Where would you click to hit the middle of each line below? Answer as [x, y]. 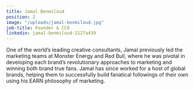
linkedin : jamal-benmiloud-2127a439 [51, 33]
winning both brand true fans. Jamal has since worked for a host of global [96, 68]
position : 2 [21, 17]
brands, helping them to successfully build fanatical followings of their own [97, 75]
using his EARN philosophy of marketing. [56, 81]
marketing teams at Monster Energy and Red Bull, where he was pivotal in [96, 56]
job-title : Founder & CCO [38, 28]
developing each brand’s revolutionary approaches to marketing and [89, 63]
